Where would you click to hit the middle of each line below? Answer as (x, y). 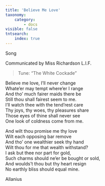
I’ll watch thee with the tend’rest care (44, 105)
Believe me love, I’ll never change (40, 83)
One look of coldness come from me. (44, 121)
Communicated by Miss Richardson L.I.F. (48, 63)
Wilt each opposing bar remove (38, 136)
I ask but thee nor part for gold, (38, 153)
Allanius (14, 179)
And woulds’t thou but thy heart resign (46, 163)
